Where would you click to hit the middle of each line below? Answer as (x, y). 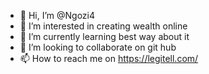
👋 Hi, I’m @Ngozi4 (57, 15)
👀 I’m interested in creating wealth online (103, 26)
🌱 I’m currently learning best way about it (104, 36)
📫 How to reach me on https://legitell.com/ (109, 58)
